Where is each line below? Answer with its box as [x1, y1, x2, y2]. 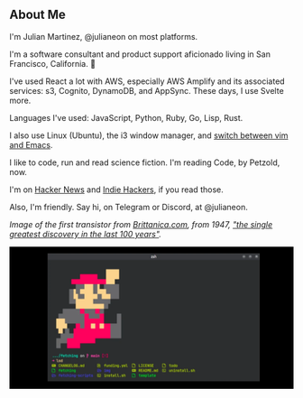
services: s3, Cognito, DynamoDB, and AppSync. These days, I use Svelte [9, 85, 284, 96]
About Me [9, 7, 66, 23]
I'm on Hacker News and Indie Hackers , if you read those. [9, 184, 224, 195]
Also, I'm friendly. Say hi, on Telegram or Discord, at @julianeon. [9, 201, 248, 212]
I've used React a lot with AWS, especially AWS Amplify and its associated [9, 76, 286, 87]
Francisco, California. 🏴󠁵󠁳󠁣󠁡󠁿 [9, 58, 96, 69]
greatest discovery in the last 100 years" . [9, 228, 162, 239]
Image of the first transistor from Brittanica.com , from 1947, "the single [9, 218, 273, 229]
